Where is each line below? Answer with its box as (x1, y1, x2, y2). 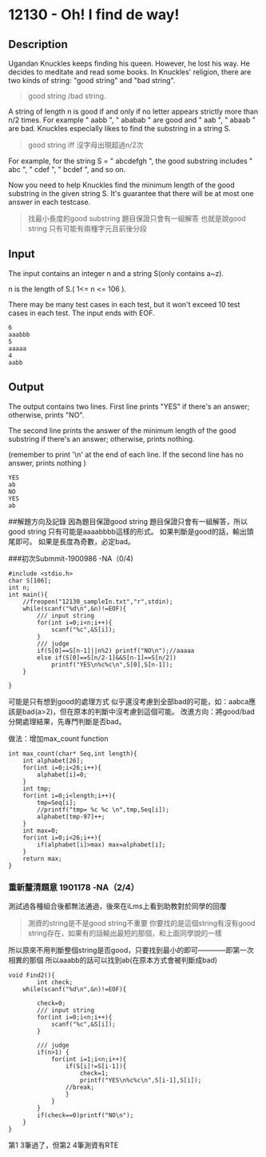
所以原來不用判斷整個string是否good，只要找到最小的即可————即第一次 (8, 945, 254, 955)
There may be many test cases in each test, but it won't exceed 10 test (8, 299, 240, 309)
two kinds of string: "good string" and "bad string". (8, 76, 176, 85)
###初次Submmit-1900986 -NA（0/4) (8, 554, 133, 563)
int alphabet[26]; (22, 756, 84, 765)
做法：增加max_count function (8, 734, 109, 743)
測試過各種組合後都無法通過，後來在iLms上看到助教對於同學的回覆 (8, 901, 227, 911)
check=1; (79, 1069, 109, 1077)
